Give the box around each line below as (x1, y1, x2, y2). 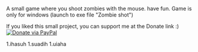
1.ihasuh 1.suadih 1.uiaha (6, 41, 67, 47)
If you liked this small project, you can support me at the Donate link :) (6, 23, 179, 30)
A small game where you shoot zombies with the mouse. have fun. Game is (6, 5, 192, 12)
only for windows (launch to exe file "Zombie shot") (6, 11, 134, 18)
